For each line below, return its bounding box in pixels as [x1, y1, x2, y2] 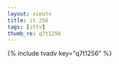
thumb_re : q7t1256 [7, 30, 61, 37]
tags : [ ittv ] [7, 23, 46, 30]
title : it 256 [7, 17, 49, 24]
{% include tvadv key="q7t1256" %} [7, 49, 113, 58]
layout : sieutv [7, 10, 52, 18]
